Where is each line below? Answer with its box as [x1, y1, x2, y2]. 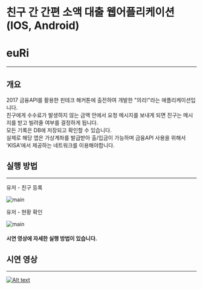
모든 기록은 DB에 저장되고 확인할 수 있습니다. [6, 126, 112, 133]
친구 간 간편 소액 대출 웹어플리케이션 [6, 5, 175, 19]
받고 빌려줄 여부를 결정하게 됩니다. [17, 119, 98, 126]
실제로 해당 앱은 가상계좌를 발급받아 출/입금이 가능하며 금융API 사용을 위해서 [6, 134, 186, 141]
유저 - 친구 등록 [6, 183, 43, 191]
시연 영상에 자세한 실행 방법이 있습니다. [6, 235, 98, 242]
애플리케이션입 [161, 96, 196, 103]
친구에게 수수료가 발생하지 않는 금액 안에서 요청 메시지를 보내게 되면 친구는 [6, 111, 182, 118]
